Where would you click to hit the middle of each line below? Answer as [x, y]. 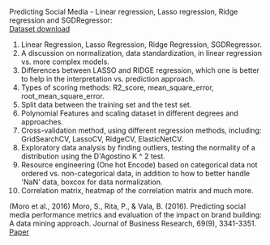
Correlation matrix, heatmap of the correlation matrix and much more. [137, 190]
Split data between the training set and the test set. [106, 105]
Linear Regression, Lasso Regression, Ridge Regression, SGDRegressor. [141, 44]
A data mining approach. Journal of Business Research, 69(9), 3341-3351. [133, 223]
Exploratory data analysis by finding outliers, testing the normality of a [138, 148]
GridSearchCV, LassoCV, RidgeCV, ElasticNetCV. [102, 139]
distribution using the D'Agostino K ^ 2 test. [93, 156]
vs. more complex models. [65, 61]
